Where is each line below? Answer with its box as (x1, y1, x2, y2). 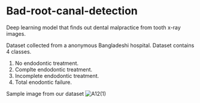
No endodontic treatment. (14, 60, 79, 67)
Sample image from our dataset (6, 90, 84, 97)
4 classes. (6, 48, 32, 55)
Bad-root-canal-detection (6, 4, 138, 18)
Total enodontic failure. (14, 79, 72, 86)
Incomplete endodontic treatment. (14, 72, 99, 79)
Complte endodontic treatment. (14, 65, 93, 73)
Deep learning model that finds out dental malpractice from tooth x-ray (6, 24, 181, 31)
